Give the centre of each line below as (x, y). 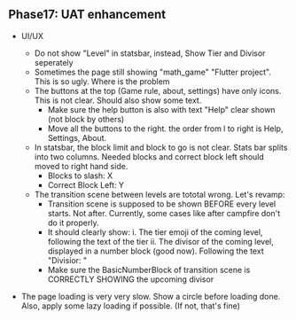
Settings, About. (77, 137)
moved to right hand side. (81, 166)
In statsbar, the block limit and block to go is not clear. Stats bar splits (161, 147)
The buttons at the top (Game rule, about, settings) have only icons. (158, 90)
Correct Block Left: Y (86, 184)
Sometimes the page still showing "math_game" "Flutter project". (153, 72)
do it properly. (73, 222)
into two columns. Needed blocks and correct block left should (149, 156)
